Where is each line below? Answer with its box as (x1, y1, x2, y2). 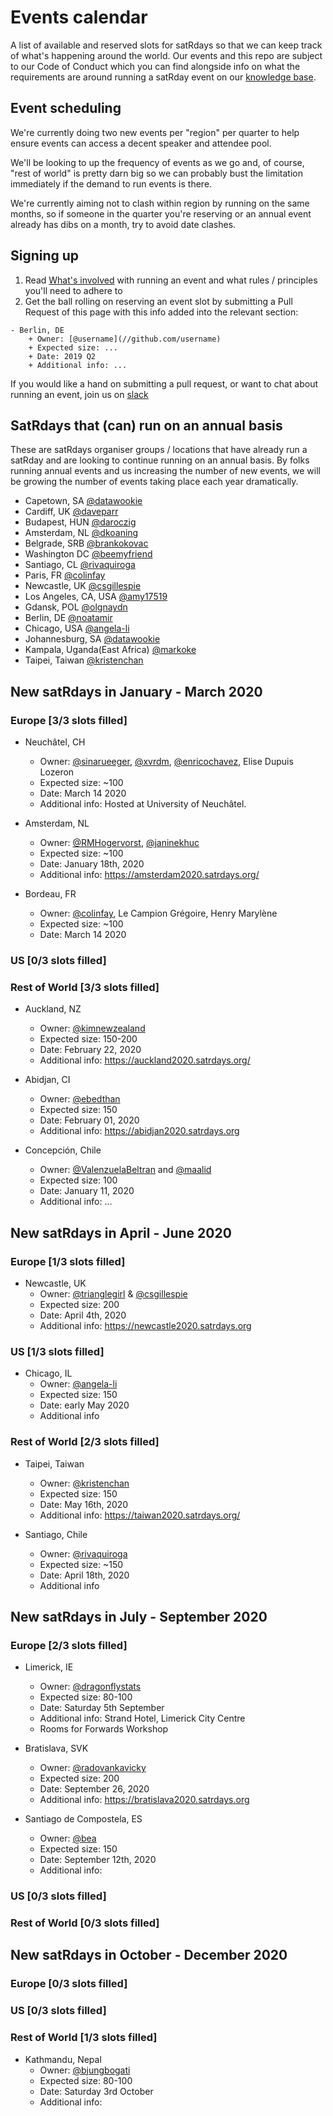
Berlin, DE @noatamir (24, 612, 113, 624)
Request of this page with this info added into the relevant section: (24, 306, 299, 318)
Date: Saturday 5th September (39, 1702, 165, 1714)
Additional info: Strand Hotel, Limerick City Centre (39, 1712, 246, 1725)
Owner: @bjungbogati (39, 2064, 131, 2076)
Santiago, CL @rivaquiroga (24, 559, 136, 571)
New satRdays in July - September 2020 (10, 1608, 268, 1625)
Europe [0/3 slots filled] (10, 1977, 128, 1991)
